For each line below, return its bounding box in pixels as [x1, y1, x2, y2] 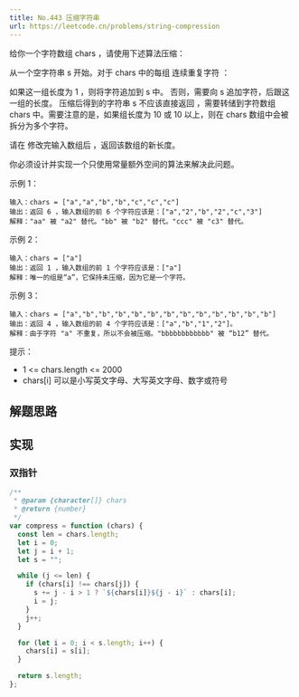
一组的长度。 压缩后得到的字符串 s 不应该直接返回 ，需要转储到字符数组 [9, 97, 276, 109]
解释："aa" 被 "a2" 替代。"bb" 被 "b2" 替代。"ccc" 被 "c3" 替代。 [9, 216, 248, 226]
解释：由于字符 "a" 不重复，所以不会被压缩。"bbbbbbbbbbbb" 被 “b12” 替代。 [9, 329, 274, 338]
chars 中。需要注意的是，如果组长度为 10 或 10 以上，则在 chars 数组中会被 [9, 109, 289, 119]
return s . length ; [17, 672, 83, 681]
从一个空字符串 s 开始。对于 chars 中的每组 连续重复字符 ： [9, 67, 230, 78]
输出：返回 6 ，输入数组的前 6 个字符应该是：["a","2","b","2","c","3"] [9, 207, 263, 216]
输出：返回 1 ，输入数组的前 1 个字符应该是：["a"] [9, 263, 182, 272]
